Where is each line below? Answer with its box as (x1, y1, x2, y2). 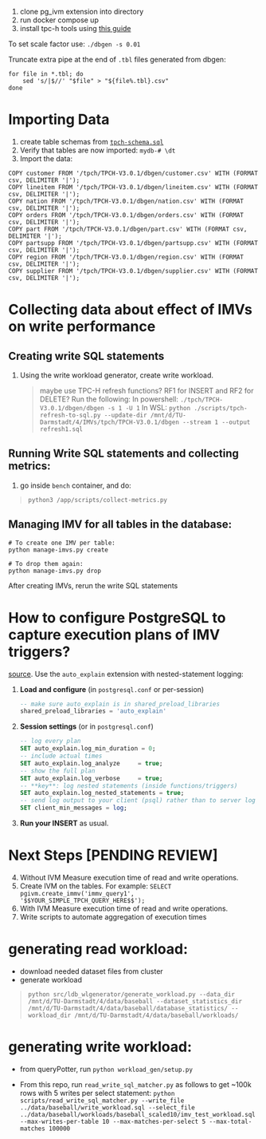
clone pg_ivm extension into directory (19, 7, 144, 16)
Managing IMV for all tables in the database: (8, 518, 233, 532)
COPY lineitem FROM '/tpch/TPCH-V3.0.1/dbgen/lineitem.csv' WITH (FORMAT (8, 183, 259, 191)
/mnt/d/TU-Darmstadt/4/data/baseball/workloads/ (74, 1011, 239, 1019)
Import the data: (19, 153, 73, 163)
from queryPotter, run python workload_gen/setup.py (19, 1064, 194, 1074)
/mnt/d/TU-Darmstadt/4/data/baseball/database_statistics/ (27, 1004, 229, 1012)
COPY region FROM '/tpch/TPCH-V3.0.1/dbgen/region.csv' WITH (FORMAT (8, 253, 244, 261)
